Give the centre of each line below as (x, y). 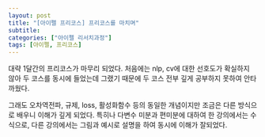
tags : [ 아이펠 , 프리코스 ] (45, 45)
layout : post (30, 15)
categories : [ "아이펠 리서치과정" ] (60, 38)
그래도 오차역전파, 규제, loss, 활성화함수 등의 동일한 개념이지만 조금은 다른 (122, 105)
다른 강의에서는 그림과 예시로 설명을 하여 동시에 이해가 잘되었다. (129, 125)
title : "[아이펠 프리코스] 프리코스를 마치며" (74, 23)
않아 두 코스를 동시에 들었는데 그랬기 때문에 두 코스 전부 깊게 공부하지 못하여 (125, 78)
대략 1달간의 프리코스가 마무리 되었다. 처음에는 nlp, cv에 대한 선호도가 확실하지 (129, 69)
